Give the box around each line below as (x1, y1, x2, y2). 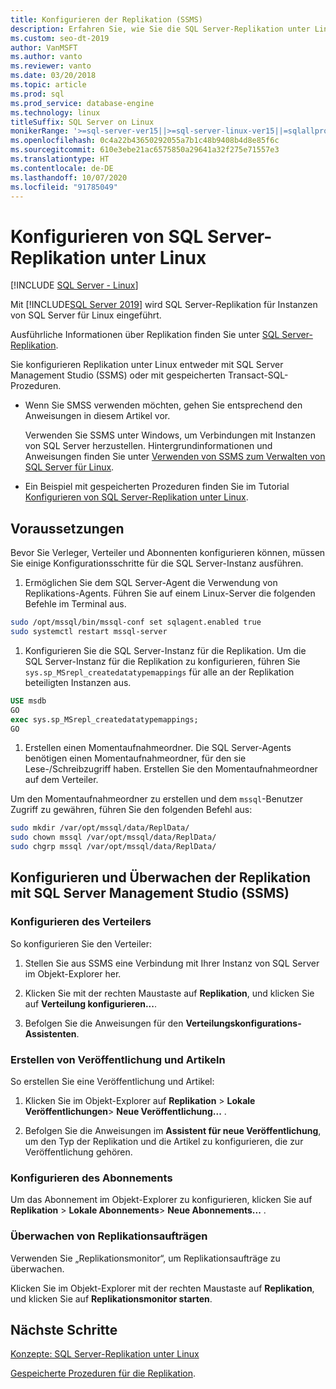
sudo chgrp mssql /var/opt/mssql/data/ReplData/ (10, 842, 217, 852)
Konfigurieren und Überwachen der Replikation (10, 869, 312, 886)
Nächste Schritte (10, 1321, 118, 1338)
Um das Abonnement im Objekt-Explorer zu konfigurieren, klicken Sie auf (10, 1194, 313, 1206)
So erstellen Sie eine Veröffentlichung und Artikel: (10, 1075, 215, 1087)
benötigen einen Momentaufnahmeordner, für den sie (24, 752, 247, 765)
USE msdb (10, 696, 47, 706)
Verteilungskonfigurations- (185, 1017, 302, 1029)
